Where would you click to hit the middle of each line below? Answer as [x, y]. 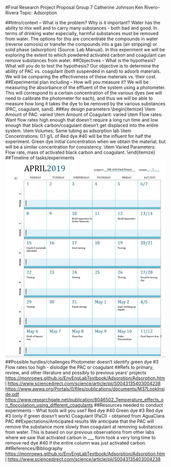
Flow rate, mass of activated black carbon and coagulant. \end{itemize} [80, 152]
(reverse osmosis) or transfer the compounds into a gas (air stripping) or [81, 44]
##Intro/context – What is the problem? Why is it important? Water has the [83, 23]
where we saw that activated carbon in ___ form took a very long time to [81, 437]
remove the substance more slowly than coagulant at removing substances [84, 427]
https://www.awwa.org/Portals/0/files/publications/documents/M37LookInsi [85, 389]
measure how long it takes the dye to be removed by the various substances [85, 104]
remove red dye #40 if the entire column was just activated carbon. [76, 443]
